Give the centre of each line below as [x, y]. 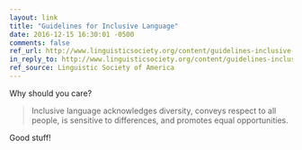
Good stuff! [30, 137]
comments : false [40, 43]
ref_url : [26, 51]
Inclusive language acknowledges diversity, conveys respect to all [154, 110]
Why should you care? [51, 93]
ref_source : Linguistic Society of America [92, 68]
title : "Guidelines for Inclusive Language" [94, 26]
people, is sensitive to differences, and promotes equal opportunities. [160, 120]
